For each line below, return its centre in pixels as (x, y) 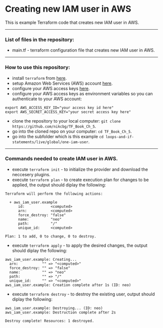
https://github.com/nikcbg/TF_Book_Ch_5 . (54, 126)
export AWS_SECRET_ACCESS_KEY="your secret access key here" (68, 112)
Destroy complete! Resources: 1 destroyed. (50, 321)
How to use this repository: (38, 68)
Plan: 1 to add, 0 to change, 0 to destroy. (51, 236)
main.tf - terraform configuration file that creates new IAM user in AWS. (83, 50)
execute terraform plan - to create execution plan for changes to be (80, 180)
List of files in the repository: (40, 39)
